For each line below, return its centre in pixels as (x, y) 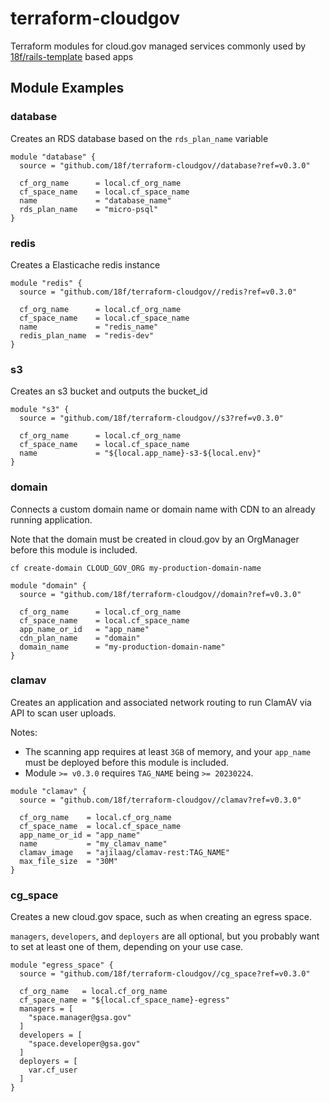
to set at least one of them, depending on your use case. (127, 947)
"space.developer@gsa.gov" (84, 1044)
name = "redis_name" (89, 327)
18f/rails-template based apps (72, 56)
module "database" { (53, 157)
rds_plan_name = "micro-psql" (89, 209)
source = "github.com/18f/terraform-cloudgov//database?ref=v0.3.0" (165, 165)
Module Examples (67, 88)
